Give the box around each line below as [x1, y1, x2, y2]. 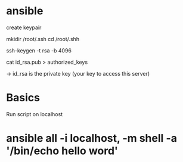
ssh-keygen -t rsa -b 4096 [6, 46, 72, 54]
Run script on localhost [6, 110, 63, 117]
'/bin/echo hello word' [6, 144, 118, 158]
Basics [6, 91, 41, 105]
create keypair [6, 24, 42, 31]
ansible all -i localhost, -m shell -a [6, 132, 178, 145]
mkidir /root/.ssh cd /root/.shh [6, 35, 79, 42]
